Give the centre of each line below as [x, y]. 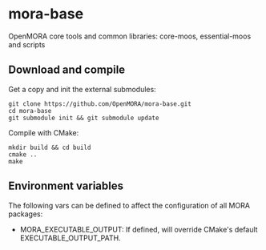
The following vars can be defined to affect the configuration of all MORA [129, 205]
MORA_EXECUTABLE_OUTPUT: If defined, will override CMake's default [139, 229]
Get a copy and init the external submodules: [82, 89]
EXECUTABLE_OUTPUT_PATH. [71, 238]
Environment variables [66, 186]
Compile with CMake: [44, 132]
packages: [26, 214]
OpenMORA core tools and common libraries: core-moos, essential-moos [130, 36]
